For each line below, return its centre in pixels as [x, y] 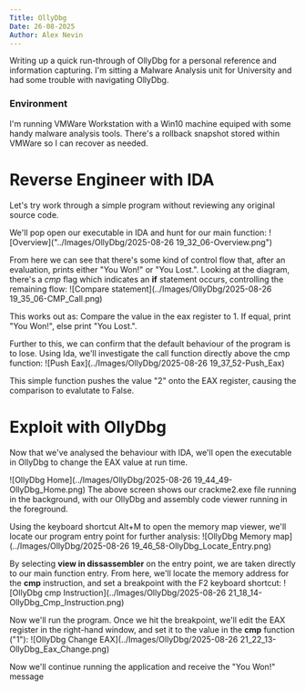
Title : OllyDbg [38, 18]
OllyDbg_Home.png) [48, 490]
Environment [39, 104]
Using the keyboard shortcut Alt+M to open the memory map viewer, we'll [148, 526]
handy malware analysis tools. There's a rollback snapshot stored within [145, 133]
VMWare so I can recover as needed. [79, 143]
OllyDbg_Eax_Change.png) [60, 649]
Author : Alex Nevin [46, 35]
